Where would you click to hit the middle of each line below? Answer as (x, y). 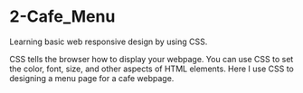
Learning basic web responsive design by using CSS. (109, 42)
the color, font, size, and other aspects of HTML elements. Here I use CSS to (151, 69)
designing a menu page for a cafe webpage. (92, 78)
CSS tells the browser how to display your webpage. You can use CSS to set (151, 59)
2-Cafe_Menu (62, 17)
